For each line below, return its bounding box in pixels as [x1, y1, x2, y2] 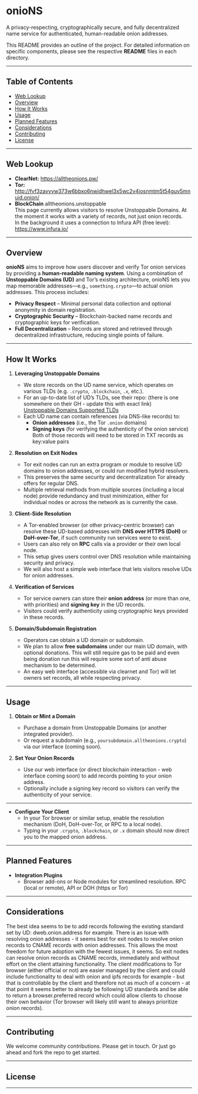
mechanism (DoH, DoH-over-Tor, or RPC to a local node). [23, 821, 163, 828]
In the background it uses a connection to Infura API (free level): [14, 219, 171, 226]
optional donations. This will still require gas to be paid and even [23, 649, 180, 656]
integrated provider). [23, 731, 74, 737]
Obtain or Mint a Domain [14, 713, 75, 719]
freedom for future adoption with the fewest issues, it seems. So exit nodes [6, 948, 189, 955]
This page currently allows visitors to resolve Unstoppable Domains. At [14, 206, 187, 214]
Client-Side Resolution [14, 510, 72, 517]
